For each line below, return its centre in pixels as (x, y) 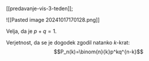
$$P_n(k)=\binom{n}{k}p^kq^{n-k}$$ (99, 52)
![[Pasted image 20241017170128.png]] (53, 20)
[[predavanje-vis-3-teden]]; (40, 9)
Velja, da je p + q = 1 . (31, 31)
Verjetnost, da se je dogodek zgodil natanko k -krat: (68, 43)
